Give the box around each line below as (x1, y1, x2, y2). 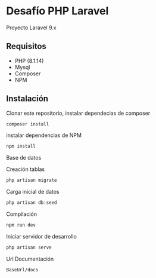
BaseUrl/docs (6, 267, 39, 273)
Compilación (6, 210, 38, 218)
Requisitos (6, 41, 46, 51)
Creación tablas (6, 166, 45, 173)
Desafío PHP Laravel (6, 4, 109, 18)
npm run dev (6, 222, 36, 228)
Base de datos (6, 154, 42, 161)
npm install (6, 143, 36, 149)
